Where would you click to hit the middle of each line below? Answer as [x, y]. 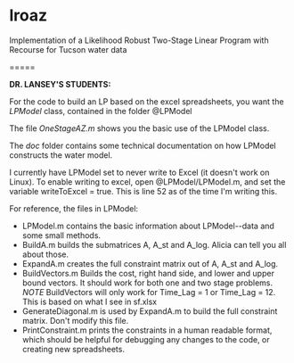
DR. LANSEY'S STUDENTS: [60, 84]
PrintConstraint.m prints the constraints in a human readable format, [147, 330]
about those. [45, 254]
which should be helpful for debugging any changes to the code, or [146, 339]
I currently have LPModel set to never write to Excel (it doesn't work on [139, 172]
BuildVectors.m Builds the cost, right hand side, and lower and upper [148, 273]
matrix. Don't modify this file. [75, 320]
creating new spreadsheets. [73, 349]
